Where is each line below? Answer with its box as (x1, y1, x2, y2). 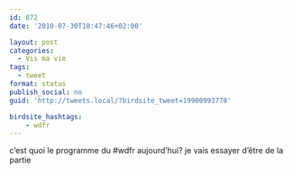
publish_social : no (9, 87, 83, 97)
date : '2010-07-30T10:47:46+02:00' (9, 22, 143, 30)
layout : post (9, 38, 59, 47)
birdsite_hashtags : (9, 112, 83, 121)
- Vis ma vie (17, 55, 67, 64)
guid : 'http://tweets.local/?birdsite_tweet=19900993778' (9, 96, 232, 105)
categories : (9, 46, 54, 55)
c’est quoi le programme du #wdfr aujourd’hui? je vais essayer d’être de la (9, 145, 284, 156)
